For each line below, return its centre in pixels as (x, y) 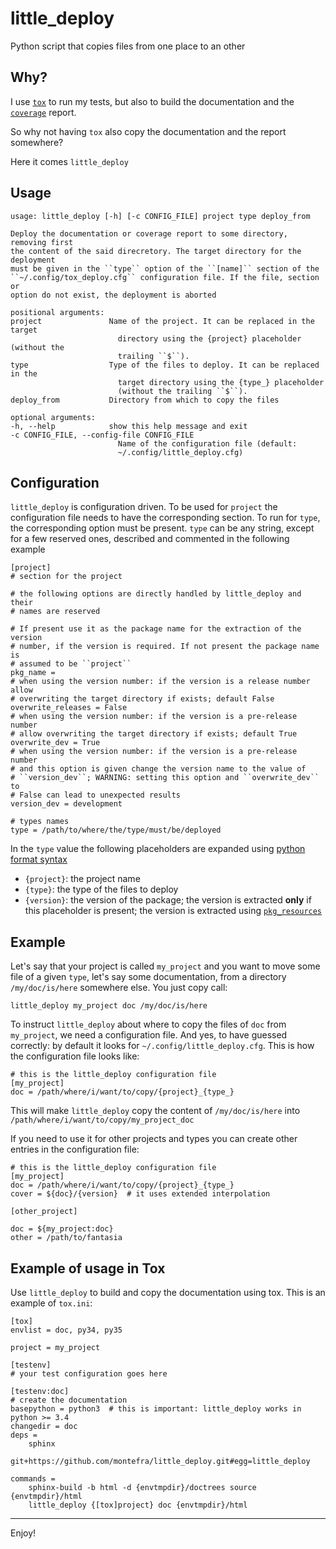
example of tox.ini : (51, 1303)
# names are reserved (55, 612)
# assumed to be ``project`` (71, 664)
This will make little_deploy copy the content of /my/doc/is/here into (155, 1111)
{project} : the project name (82, 879)
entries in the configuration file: (75, 1149)
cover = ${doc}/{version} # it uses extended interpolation (140, 1194)
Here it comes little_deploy (69, 161)
